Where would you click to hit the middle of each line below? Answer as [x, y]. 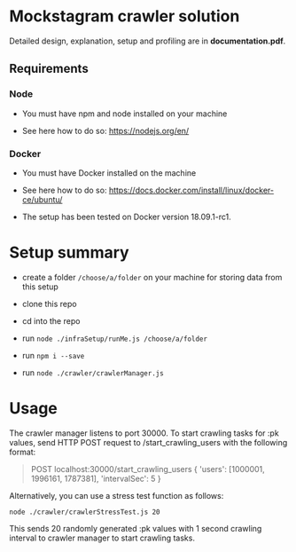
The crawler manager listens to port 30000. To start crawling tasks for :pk [144, 433]
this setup [40, 287]
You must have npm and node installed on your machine [125, 114]
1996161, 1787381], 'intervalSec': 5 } [96, 478]
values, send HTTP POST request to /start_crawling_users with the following [148, 442]
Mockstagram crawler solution [125, 16]
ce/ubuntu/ [42, 199]
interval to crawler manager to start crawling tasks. [102, 538]
